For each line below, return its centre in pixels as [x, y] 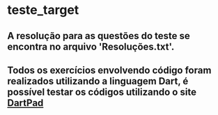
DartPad [25, 103]
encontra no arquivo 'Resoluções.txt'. [91, 46]
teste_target [43, 10]
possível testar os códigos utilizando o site [102, 92]
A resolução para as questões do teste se [99, 36]
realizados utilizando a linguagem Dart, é [98, 81]
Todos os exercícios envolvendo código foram [109, 70]
